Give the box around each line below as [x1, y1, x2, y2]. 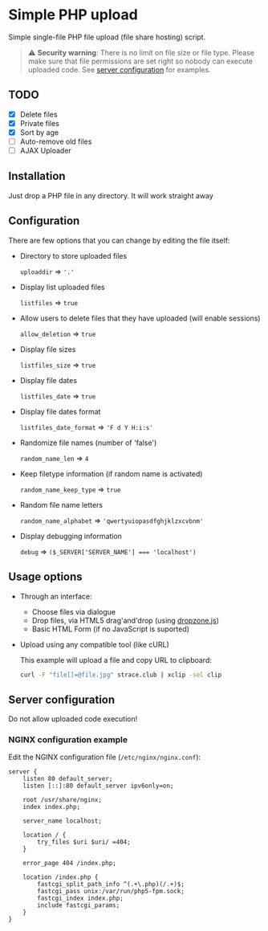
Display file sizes [19, 344, 76, 354]
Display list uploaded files [19, 282, 106, 292]
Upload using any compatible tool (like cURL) [19, 639, 170, 649]
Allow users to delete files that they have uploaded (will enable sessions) [19, 313, 261, 323]
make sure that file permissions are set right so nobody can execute [27, 56, 254, 66]
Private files [19, 118, 60, 128]
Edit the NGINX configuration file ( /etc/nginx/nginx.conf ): [8, 753, 201, 762]
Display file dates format [19, 406, 101, 416]
